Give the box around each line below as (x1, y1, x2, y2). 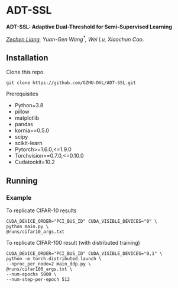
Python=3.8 (14, 102, 44, 109)
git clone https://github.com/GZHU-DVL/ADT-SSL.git (6, 80, 136, 86)
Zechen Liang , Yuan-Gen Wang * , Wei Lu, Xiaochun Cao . (6, 34, 144, 43)
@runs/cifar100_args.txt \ (6, 266, 73, 273)
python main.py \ (6, 223, 49, 230)
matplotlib (14, 114, 40, 121)
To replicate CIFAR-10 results (6, 207, 77, 214)
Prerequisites (6, 90, 38, 98)
